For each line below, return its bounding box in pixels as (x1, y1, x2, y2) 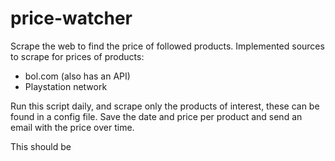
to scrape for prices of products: (10, 50, 145, 62)
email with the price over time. (10, 121, 135, 133)
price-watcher (10, 7, 133, 30)
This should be (10, 140, 72, 152)
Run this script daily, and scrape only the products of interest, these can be (10, 100, 320, 112)
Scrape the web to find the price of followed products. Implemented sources (10, 40, 325, 52)
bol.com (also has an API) (24, 70, 131, 82)
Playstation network (24, 80, 108, 92)
